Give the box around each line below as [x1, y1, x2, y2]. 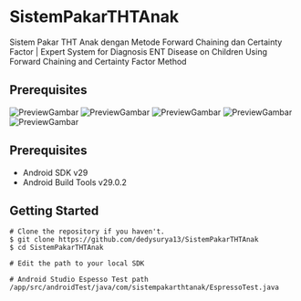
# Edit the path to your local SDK [9, 259, 145, 268]
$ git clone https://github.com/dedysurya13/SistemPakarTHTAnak [9, 235, 259, 244]
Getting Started [9, 202, 99, 218]
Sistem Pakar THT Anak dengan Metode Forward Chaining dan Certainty [9, 36, 283, 47]
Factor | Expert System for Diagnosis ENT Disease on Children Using [9, 46, 267, 57]
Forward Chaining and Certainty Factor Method [9, 56, 187, 67]
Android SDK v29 [22, 167, 88, 178]
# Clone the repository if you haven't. [9, 227, 166, 236]
